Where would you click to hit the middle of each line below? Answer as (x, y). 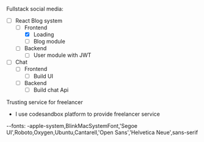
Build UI (43, 76)
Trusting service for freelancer (45, 102)
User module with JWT (62, 55)
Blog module (49, 42)
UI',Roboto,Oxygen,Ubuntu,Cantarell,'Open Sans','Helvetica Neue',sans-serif (102, 132)
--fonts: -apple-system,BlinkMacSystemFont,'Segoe (72, 125)
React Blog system (39, 21)
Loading (44, 35)
